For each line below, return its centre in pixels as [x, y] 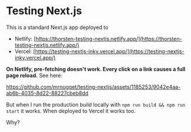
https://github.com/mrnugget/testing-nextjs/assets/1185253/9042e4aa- [93, 86]
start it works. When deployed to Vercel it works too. [71, 111]
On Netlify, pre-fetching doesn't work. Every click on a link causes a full [96, 69]
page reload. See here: [34, 75]
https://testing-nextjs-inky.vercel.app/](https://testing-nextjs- [110, 51]
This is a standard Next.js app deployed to [57, 27]
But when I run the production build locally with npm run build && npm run [96, 104]
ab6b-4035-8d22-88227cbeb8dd [47, 93]
